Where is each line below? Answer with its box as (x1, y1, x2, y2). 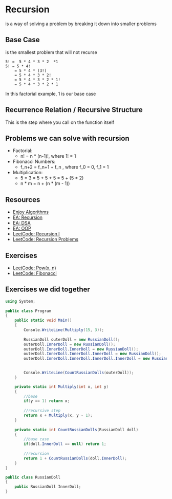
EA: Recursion (12, 214, 42, 220)
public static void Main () (14, 318, 72, 323)
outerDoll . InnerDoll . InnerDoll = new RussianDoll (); (24, 346, 139, 352)
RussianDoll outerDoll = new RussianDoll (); (24, 337, 120, 342)
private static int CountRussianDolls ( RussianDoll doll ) (14, 427, 139, 432)
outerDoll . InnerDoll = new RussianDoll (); (24, 342, 116, 347)
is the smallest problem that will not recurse (5, 49, 97, 55)
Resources (5, 195, 40, 204)
